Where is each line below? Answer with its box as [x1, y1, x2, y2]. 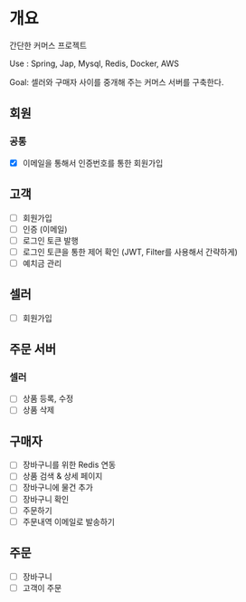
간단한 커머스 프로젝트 [9, 40, 88, 51]
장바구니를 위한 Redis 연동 [22, 459, 116, 471]
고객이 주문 [22, 582, 62, 593]
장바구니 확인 [22, 493, 70, 504]
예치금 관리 [22, 257, 62, 268]
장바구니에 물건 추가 [22, 482, 93, 493]
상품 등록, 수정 [22, 393, 74, 404]
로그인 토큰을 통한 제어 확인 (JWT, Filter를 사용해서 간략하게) [22, 246, 238, 257]
